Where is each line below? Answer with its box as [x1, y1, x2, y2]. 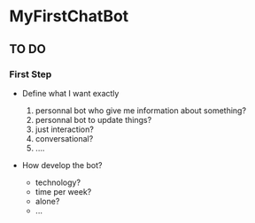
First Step [9, 68, 52, 81]
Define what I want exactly [21, 88, 120, 98]
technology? [35, 177, 81, 188]
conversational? [35, 133, 94, 143]
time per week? [35, 186, 92, 196]
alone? [35, 196, 60, 206]
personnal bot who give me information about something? [35, 104, 246, 116]
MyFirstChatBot [9, 6, 129, 27]
